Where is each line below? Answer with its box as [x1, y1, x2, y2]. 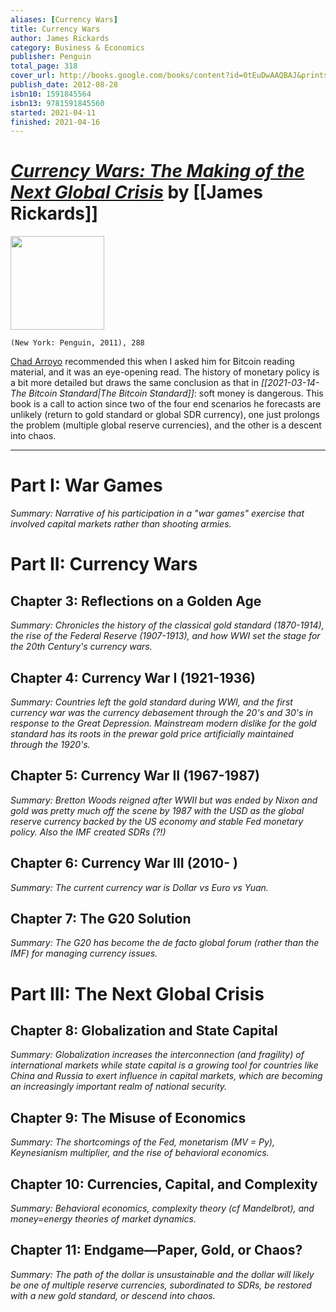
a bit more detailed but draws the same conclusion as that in [10, 377, 260, 389]
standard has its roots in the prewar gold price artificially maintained [10, 727, 294, 740]
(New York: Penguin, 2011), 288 [10, 338, 145, 348]
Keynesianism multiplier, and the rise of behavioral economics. [10, 1147, 270, 1159]
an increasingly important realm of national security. [10, 1081, 228, 1093]
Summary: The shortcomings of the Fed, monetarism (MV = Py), [10, 1136, 275, 1148]
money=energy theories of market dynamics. [10, 1213, 197, 1225]
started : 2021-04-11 [10, 107, 97, 118]
